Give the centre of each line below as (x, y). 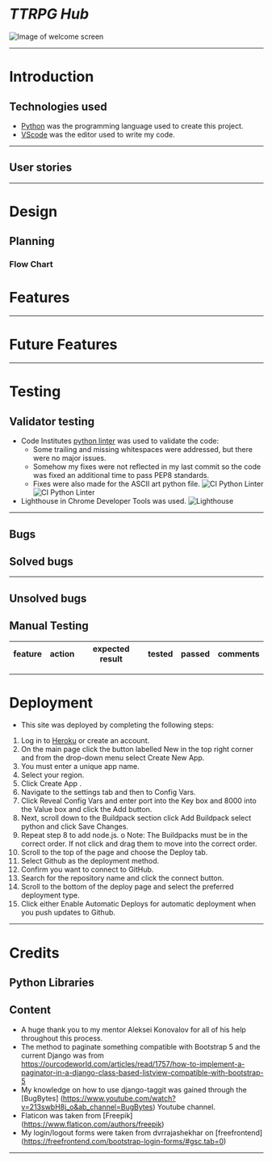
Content (30, 1010)
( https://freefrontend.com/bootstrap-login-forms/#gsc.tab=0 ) (123, 1141)
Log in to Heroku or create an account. (85, 741)
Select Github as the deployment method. (90, 861)
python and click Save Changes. (74, 826)
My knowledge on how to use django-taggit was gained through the (134, 1089)
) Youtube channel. (184, 1107)
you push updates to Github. (68, 913)
